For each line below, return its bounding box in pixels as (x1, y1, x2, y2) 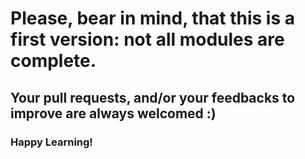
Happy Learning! (10, 135, 93, 149)
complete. (10, 50, 97, 72)
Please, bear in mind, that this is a (10, 7, 296, 30)
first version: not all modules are (10, 28, 285, 51)
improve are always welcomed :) (10, 105, 217, 122)
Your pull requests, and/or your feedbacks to (10, 89, 296, 106)
